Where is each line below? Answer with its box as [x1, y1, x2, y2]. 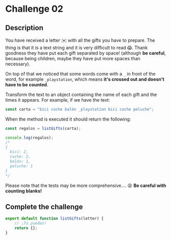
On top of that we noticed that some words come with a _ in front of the [5, 71, 156, 77]
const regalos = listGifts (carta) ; [5, 126, 81, 131]
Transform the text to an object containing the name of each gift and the [5, 91, 157, 98]
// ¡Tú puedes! [14, 221, 47, 226]
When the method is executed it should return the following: [5, 116, 131, 122]
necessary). [5, 61, 31, 67]
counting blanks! [5, 187, 42, 194]
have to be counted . [5, 82, 48, 87]
